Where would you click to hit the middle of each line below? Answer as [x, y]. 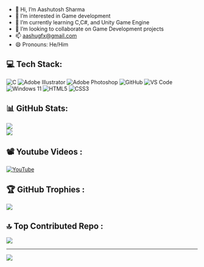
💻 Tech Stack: [34, 64]
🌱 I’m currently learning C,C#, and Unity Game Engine [82, 22]
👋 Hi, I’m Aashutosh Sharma [50, 9]
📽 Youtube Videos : [45, 152]
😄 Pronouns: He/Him [42, 44]
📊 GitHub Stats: [37, 109]
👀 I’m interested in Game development [63, 16]
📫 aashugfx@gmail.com [46, 36]
